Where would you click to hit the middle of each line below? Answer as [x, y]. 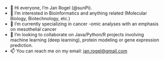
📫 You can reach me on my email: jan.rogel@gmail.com [69, 51]
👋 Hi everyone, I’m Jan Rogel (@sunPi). [51, 8]
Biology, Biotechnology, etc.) [40, 18]
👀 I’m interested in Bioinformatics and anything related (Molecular [78, 13]
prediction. [21, 45]
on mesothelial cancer [33, 29]
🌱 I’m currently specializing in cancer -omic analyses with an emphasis [84, 24]
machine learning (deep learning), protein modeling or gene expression [85, 40]
